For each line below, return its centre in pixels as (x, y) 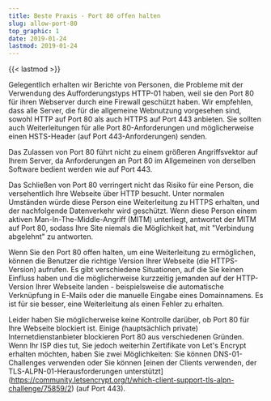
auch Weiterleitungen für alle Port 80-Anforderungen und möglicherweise (131, 128)
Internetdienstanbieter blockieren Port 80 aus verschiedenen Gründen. (126, 337)
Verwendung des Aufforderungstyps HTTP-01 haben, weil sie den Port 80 (131, 93)
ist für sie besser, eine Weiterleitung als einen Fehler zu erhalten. (116, 304)
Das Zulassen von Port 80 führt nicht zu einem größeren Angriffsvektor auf (133, 152)
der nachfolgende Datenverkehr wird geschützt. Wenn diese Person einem (133, 211)
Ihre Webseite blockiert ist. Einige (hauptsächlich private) (104, 328)
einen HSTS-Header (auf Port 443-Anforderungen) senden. (108, 137)
